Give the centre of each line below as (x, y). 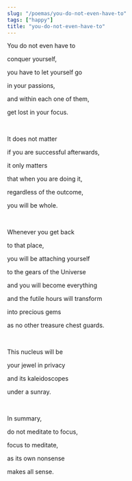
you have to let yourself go (45, 72)
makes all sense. (30, 472)
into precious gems (34, 312)
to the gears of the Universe (47, 272)
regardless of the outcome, (45, 192)
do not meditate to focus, (43, 432)
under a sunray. (29, 392)
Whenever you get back (41, 232)
